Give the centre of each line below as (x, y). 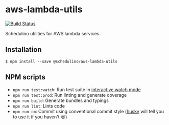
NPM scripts (26, 77)
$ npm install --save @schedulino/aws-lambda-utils (61, 61)
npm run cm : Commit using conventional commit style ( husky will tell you (88, 111)
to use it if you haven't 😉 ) (40, 117)
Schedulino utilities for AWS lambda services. (53, 33)
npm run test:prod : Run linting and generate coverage (70, 95)
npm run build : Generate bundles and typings (61, 100)
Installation (23, 50)
